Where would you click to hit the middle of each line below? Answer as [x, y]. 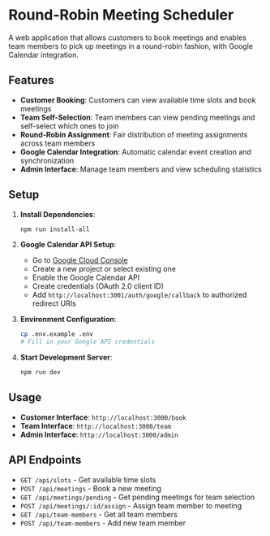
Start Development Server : [66, 357]
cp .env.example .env [56, 334]
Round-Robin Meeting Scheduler [121, 15]
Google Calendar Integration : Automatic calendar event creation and [135, 151]
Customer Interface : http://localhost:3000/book [103, 417]
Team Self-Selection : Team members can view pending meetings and [137, 117]
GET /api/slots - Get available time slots [88, 479]
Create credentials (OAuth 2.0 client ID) [98, 286]
